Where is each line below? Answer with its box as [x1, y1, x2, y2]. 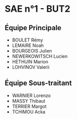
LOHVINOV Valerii [12, 64, 50, 70]
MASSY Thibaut [12, 98, 46, 104]
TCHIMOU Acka [12, 108, 46, 115]
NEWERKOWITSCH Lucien [12, 53, 68, 59]
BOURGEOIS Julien [12, 48, 52, 54]
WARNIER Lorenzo [12, 92, 51, 99]
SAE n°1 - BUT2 [5, 3, 70, 15]
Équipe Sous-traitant [5, 79, 72, 87]
